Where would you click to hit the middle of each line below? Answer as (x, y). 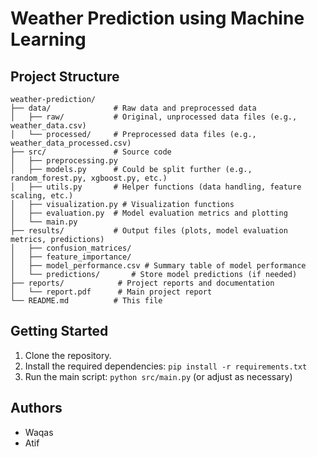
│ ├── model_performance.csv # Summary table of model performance (158, 266)
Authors (36, 408)
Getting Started (59, 331)
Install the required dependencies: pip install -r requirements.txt (166, 366)
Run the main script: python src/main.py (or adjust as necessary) (158, 376)
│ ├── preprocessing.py (64, 161)
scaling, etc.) (42, 196)
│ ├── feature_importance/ (71, 257)
